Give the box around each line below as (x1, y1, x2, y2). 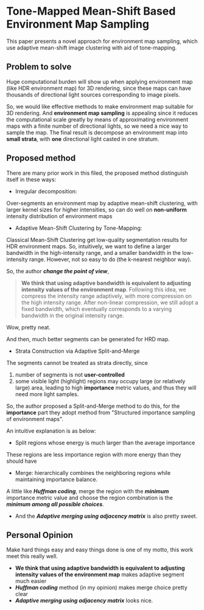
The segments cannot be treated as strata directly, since (6, 359, 148, 366)
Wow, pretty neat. (6, 323, 51, 331)
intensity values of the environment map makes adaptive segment (15, 571, 185, 578)
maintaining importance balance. (15, 476, 98, 483)
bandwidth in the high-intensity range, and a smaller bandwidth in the (6, 249, 181, 256)
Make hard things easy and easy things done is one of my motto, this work (6, 546, 194, 554)
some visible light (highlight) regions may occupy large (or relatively (15, 377, 186, 384)
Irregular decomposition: (15, 188, 77, 195)
